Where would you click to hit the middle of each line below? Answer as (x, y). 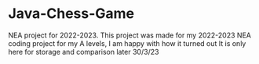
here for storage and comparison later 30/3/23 (84, 52)
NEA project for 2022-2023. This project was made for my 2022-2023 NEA (129, 35)
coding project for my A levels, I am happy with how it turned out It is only (127, 43)
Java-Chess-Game (71, 14)
